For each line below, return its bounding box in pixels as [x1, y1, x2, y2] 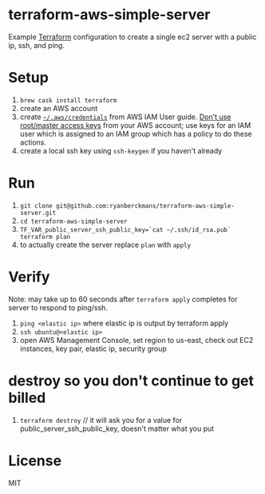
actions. [19, 137, 46, 147]
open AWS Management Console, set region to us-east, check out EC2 [19, 335, 254, 345]
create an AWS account [19, 103, 98, 113]
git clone [19, 201, 53, 209]
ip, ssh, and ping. [8, 40, 65, 50]
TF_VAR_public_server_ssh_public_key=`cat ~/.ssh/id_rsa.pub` [19, 225, 231, 233]
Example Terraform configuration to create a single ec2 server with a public [8, 32, 257, 42]
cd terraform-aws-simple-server [19, 217, 128, 225]
